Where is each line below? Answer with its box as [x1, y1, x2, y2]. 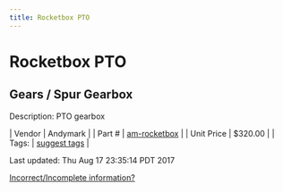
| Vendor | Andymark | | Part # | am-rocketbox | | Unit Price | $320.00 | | [9, 128, 275, 138]
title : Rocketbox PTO [9, 13, 90, 22]
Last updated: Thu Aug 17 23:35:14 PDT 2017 [9, 154, 176, 165]
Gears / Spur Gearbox [9, 87, 133, 103]
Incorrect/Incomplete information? [9, 171, 136, 183]
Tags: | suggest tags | [9, 138, 90, 148]
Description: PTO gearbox [9, 111, 106, 121]
